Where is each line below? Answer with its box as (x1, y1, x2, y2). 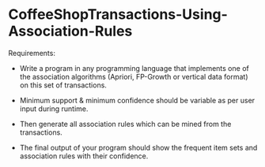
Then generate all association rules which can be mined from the (19, 119, 232, 128)
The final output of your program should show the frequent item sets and (19, 143, 258, 152)
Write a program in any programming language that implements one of (19, 63, 249, 72)
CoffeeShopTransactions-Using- (8, 6, 228, 24)
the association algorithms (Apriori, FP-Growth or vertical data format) (19, 72, 248, 81)
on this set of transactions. (19, 80, 107, 90)
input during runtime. (19, 104, 89, 113)
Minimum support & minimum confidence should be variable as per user (19, 95, 256, 105)
